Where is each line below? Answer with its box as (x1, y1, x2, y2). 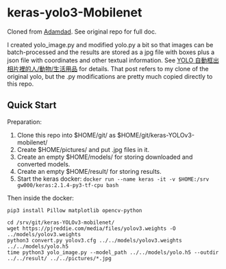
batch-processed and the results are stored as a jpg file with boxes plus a (7, 48, 215, 56)
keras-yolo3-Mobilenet (7, 5, 142, 21)
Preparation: (7, 118, 42, 126)
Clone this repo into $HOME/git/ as (16, 131, 116, 139)
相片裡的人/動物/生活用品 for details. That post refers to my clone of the (7, 64, 209, 73)
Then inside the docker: (7, 194, 74, 202)
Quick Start (7, 99, 57, 111)
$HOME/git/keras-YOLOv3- (117, 131, 195, 139)
